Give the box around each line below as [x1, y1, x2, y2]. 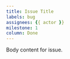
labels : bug [6, 14, 35, 20]
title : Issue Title [6, 8, 54, 15]
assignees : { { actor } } [6, 19, 65, 25]
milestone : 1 [6, 25, 38, 31]
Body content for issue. [6, 46, 63, 53]
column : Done [6, 30, 38, 36]
